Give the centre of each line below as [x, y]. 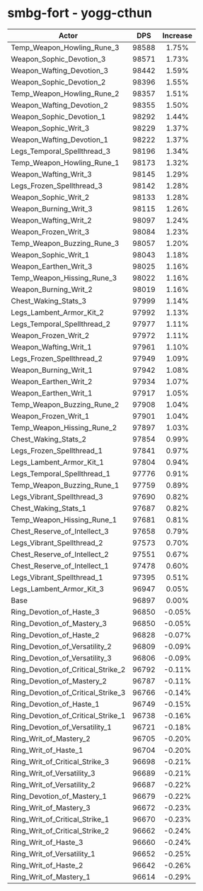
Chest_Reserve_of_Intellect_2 [60, 554]
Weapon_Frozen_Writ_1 [50, 416]
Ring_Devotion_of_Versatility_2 [61, 646]
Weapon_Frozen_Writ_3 [50, 232]
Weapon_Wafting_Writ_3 [51, 174]
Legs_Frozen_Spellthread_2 [57, 358]
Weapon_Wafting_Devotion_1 [59, 140]
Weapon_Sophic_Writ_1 [50, 254]
